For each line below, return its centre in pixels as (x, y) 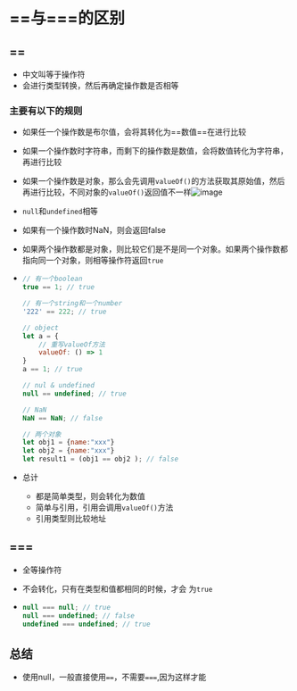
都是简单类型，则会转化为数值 (90, 496)
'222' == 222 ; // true (64, 312)
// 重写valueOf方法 (72, 345)
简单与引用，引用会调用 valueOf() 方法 (104, 508)
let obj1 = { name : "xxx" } (68, 443)
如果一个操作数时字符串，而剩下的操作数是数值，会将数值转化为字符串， (155, 151)
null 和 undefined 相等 (60, 212)
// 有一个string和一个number (72, 304)
